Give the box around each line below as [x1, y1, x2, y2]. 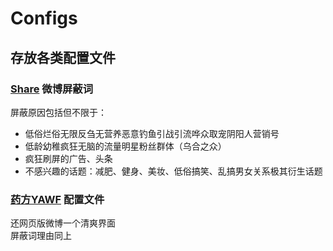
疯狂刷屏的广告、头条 [24, 152, 113, 164]
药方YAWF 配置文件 [10, 192, 105, 206]
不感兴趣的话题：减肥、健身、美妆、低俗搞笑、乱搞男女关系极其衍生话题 [24, 165, 323, 177]
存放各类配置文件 [10, 49, 116, 66]
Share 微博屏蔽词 [10, 82, 94, 96]
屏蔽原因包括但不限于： [10, 106, 107, 118]
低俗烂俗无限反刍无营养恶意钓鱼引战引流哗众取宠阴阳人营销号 [24, 127, 280, 139]
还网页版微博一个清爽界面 [10, 217, 116, 229]
